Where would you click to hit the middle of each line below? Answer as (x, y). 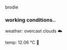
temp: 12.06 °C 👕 (22, 43)
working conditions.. (31, 20)
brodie (12, 7)
